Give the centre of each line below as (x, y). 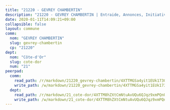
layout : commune (22, 29)
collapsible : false (26, 24)
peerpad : (14, 71)
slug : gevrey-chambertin (36, 43)
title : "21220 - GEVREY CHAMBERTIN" (44, 10)
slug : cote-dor (26, 62)
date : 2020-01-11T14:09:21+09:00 (40, 19)
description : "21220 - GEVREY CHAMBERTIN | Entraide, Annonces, (74, 15)
